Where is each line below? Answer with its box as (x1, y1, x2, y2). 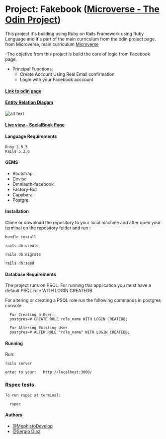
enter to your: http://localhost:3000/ (5, 370, 92, 375)
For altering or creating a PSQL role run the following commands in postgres (5, 297, 161, 303)
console (5, 303, 22, 309)
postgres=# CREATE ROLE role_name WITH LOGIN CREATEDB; (9, 317, 128, 322)
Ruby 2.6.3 (5, 144, 28, 149)
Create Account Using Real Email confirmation (19, 71, 115, 77)
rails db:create (5, 243, 39, 248)
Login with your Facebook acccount (19, 76, 93, 82)
